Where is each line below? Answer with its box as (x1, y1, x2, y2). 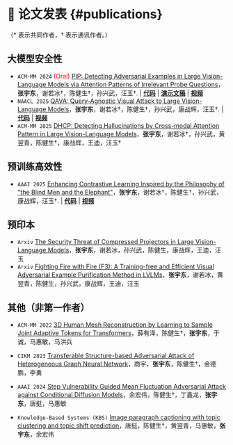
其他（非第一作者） (7, 302, 90, 314)
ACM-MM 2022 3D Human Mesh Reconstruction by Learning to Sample (17, 321, 214, 329)
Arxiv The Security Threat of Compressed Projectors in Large (17, 238, 195, 246)
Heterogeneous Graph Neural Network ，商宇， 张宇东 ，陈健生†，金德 (17, 359, 217, 369)
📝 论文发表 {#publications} (7, 6, 163, 22)
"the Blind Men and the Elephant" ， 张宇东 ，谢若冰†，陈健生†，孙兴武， (17, 188, 223, 196)
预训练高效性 (7, 161, 63, 172)
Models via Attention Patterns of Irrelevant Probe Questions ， (47, 80, 225, 88)
